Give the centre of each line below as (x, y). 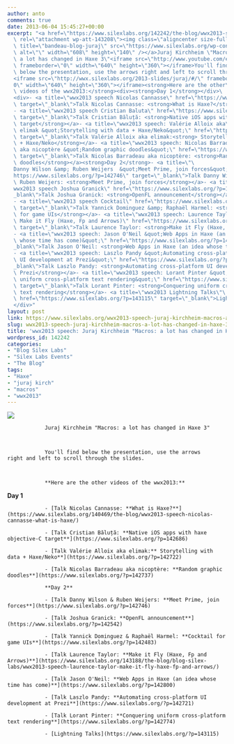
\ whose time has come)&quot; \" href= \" (73, 240)
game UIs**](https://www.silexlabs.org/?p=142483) (82, 643)
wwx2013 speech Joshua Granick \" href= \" (75, 189)
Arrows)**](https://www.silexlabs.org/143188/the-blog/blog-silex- (107, 661)
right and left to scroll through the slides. (76, 458)
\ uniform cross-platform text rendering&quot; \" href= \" (100, 279)
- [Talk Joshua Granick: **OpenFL (94, 618)
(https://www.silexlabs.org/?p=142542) (65, 624)
